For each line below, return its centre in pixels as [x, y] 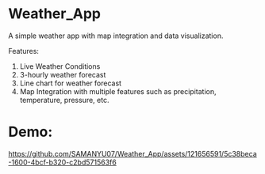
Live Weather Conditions [60, 66]
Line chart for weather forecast [70, 83]
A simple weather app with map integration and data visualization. [116, 36]
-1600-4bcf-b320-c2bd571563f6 [62, 162]
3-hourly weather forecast [63, 74]
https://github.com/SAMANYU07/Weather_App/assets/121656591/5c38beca [132, 153]
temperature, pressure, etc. [64, 100]
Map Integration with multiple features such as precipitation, [118, 91]
